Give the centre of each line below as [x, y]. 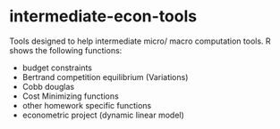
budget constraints [57, 68]
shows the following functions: [66, 50]
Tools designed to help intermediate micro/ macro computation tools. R [140, 41]
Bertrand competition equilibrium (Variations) [105, 77]
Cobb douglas [48, 86]
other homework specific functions [87, 105]
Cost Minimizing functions [70, 96]
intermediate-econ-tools [103, 16]
